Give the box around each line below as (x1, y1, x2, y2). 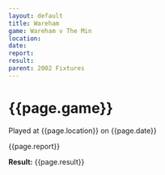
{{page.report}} (8, 141, 61, 151)
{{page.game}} (8, 98, 113, 117)
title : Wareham (8, 19, 60, 27)
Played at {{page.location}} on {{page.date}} (8, 126, 157, 135)
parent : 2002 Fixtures (8, 65, 85, 73)
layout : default (8, 11, 63, 20)
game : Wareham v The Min (8, 27, 92, 35)
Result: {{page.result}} (8, 156, 85, 166)
